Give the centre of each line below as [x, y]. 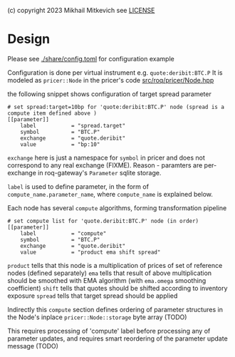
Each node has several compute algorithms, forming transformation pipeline [117, 208]
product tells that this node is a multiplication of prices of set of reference [115, 265]
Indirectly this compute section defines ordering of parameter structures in [115, 309]
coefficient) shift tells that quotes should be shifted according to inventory [117, 288]
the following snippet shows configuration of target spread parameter [109, 94]
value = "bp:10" [60, 144]
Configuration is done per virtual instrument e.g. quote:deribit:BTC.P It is [115, 72]
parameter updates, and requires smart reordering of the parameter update [117, 338]
